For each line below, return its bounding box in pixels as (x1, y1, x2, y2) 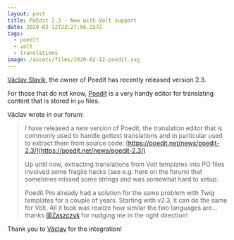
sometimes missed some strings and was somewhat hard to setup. (24, 175, 218, 183)
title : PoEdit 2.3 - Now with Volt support (7, 17, 137, 24)
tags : (7, 30, 23, 37)
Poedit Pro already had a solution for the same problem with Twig (24, 188, 215, 197)
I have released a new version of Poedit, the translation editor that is (24, 124, 223, 132)
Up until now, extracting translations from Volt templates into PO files (24, 160, 225, 168)
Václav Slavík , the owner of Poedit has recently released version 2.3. (7, 75, 207, 84)
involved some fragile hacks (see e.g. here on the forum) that (24, 167, 203, 176)
